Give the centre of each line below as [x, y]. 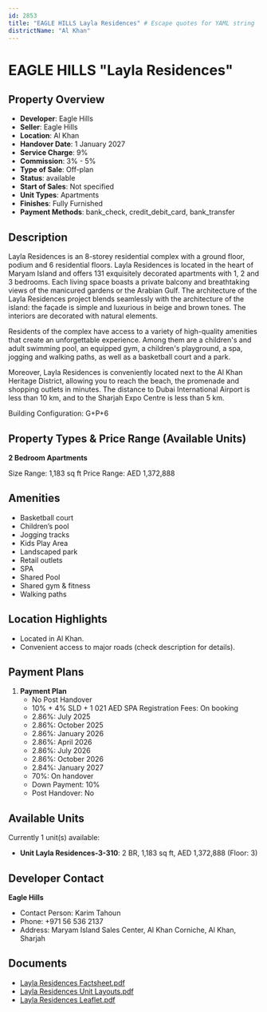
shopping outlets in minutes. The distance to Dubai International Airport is [129, 389]
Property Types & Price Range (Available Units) [128, 438]
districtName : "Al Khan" [49, 30]
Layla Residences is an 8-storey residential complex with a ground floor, [127, 257]
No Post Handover [62, 699]
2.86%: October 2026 [67, 759]
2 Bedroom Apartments [48, 458]
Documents [38, 964]
